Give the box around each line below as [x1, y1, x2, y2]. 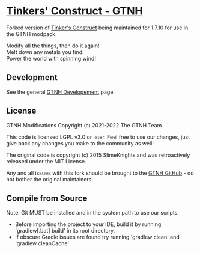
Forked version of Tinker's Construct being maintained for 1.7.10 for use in [6, 24, 189, 31]
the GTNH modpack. [6, 30, 57, 37]
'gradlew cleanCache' [14, 240, 70, 247]
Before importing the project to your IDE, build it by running [14, 221, 162, 228]
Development [6, 72, 58, 82]
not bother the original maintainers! [6, 175, 93, 183]
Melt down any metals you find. [6, 48, 84, 55]
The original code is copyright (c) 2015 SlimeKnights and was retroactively [6, 151, 190, 159]
